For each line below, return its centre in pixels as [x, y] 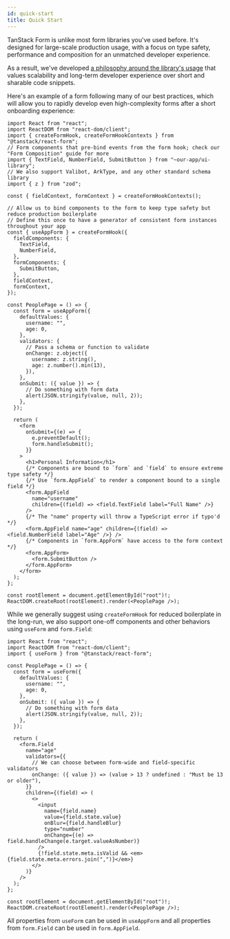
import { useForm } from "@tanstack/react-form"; [80, 653]
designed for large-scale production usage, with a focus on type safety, [109, 47]
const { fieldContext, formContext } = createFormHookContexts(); [104, 196]
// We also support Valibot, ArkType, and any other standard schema [109, 171]
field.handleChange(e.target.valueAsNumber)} [73, 841]
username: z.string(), [64, 359]
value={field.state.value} [83, 817]
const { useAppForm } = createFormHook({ [67, 232]
